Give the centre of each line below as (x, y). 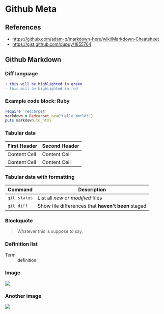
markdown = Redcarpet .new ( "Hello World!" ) (49, 116)
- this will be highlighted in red (41, 89)
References (23, 27)
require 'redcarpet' (26, 111)
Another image (23, 296)
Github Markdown (33, 60)
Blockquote (19, 220)
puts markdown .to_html (28, 121)
